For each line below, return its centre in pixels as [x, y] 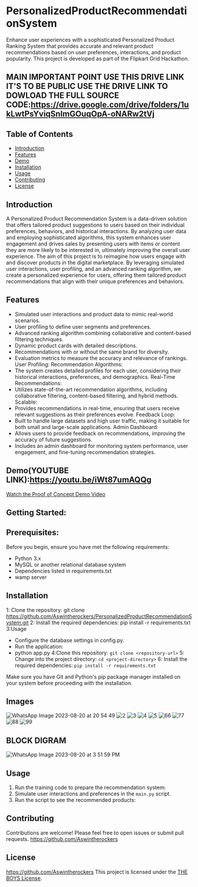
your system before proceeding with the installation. [69, 683]
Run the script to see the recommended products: [75, 800]
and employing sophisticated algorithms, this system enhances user [89, 237]
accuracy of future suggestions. [54, 439]
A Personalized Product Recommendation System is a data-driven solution [97, 218]
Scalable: [26, 402]
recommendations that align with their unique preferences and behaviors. [95, 281]
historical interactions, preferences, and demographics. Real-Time [95, 377]
